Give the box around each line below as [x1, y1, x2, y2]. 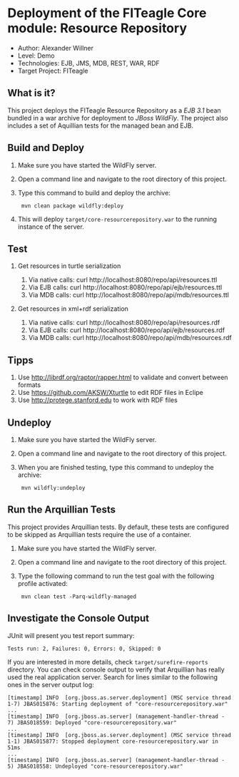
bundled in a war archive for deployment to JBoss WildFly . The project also [7, 113, 228, 122]
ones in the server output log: [7, 680, 94, 689]
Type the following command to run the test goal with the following [17, 572, 215, 580]
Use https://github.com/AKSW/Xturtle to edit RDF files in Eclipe [17, 388, 203, 397]
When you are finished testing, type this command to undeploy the [17, 463, 214, 471]
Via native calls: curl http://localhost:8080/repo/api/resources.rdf [28, 319, 220, 327]
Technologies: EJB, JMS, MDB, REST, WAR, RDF [17, 58, 161, 67]
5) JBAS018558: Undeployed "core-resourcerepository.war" [7, 763, 183, 770]
